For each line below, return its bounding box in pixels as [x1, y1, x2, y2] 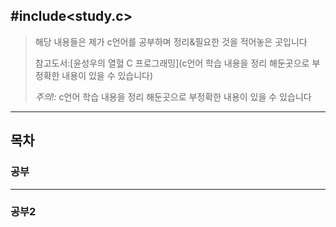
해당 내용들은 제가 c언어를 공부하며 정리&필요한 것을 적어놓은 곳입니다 [34, 35, 308, 48]
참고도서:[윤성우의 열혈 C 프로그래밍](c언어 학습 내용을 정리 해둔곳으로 [34, 57, 310, 69]
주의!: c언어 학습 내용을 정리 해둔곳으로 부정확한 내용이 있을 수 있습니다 [34, 90, 312, 103]
